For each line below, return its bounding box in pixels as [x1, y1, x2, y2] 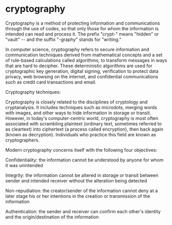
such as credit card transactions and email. [5, 79, 97, 85]
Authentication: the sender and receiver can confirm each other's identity [5, 208, 161, 214]
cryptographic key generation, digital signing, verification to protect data [5, 68, 159, 74]
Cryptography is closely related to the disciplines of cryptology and [5, 98, 148, 105]
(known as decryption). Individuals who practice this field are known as [5, 131, 157, 137]
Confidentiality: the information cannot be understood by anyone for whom [5, 157, 164, 163]
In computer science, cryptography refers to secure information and [5, 46, 149, 52]
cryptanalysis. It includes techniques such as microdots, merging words [5, 104, 158, 110]
